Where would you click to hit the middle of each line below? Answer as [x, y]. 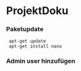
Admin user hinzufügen [41, 61]
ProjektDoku [37, 11]
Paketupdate [25, 29]
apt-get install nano [35, 46]
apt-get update [27, 41]
